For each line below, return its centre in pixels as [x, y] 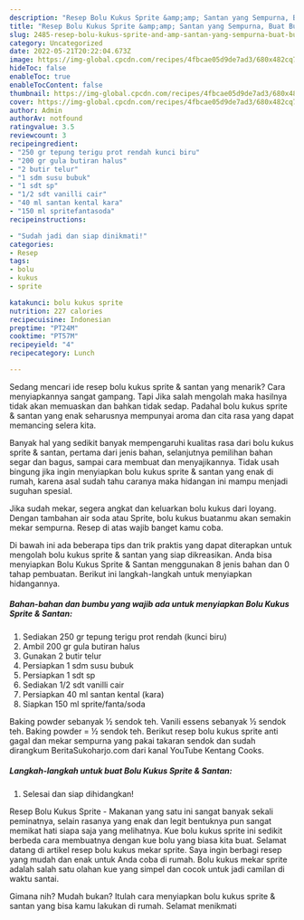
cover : [22, 102]
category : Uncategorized [56, 43]
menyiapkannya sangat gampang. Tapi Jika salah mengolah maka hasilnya [148, 396]
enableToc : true [40, 77]
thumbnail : [30, 93]
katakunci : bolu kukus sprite [66, 303]
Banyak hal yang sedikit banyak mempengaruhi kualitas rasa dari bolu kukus [152, 442]
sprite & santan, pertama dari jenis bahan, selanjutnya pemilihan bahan [141, 452]
